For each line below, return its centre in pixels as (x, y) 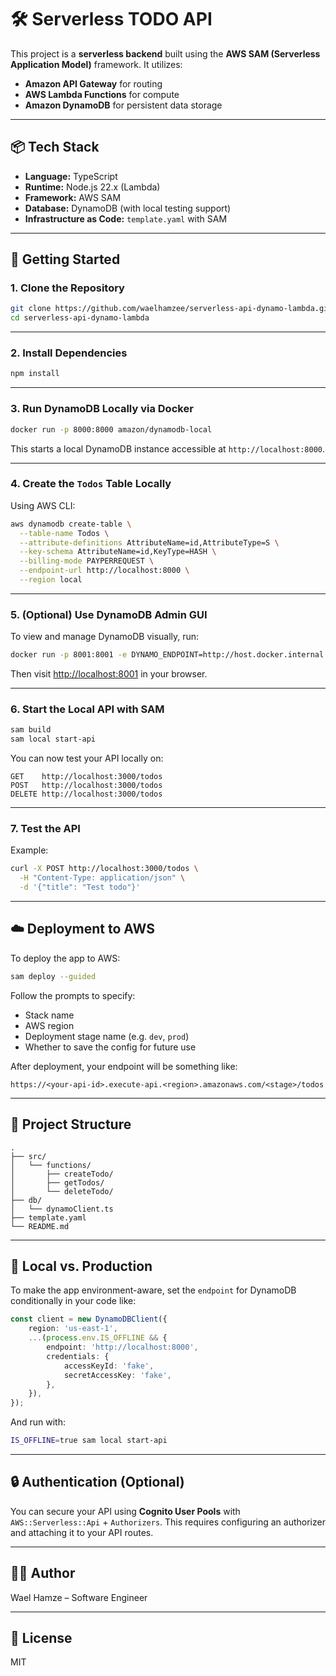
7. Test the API (45, 829)
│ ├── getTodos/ (57, 1182)
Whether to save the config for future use (110, 1047)
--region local (51, 580)
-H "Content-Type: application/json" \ (102, 878)
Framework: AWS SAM (73, 197)
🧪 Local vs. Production (81, 1266)
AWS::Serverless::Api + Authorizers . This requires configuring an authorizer (168, 1522)
